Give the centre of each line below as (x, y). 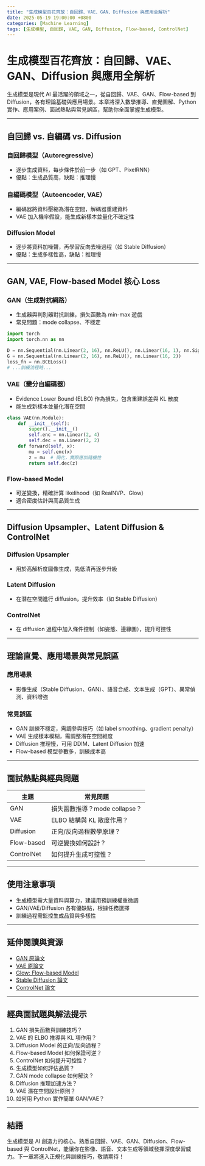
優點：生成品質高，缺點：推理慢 (56, 177)
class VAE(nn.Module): (36, 418)
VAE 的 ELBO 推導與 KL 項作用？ (56, 1038)
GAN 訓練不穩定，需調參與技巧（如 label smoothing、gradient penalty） (106, 729)
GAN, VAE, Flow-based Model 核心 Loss (84, 281)
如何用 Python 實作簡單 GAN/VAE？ (60, 1099)
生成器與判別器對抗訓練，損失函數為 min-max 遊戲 (79, 315)
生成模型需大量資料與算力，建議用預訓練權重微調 (77, 900)
